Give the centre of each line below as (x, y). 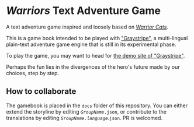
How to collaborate (41, 91)
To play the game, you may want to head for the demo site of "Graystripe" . (96, 55)
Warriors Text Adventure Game (83, 11)
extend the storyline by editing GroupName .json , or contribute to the (86, 111)
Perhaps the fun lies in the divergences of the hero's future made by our (93, 67)
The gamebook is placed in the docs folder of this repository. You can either (97, 105)
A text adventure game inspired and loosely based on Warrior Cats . (87, 27)
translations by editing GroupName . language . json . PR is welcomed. (84, 118)
